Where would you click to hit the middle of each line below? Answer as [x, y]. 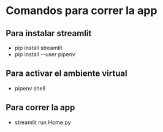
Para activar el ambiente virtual [66, 74]
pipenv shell [30, 88]
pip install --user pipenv [45, 54]
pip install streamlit [38, 48]
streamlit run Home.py [43, 122]
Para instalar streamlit [49, 33]
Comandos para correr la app [81, 11]
